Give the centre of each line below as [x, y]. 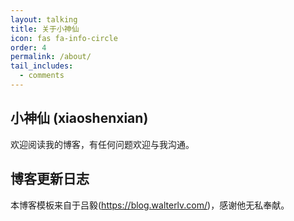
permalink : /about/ [51, 57]
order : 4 [28, 47]
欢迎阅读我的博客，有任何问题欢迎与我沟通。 [102, 144]
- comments [42, 76]
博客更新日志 [50, 179]
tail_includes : [42, 66]
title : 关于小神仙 [45, 29]
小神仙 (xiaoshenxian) [79, 118]
